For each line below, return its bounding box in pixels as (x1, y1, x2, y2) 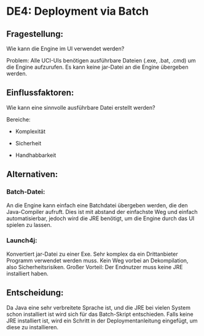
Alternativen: (6, 169, 58, 180)
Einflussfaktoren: (6, 88, 74, 98)
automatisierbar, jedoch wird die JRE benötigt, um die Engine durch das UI (6, 215, 195, 222)
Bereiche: (6, 115, 31, 123)
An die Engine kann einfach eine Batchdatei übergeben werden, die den (6, 201, 189, 209)
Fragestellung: (6, 29, 63, 39)
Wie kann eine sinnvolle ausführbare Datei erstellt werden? (6, 104, 155, 111)
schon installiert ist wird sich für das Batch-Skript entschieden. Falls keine (6, 310, 194, 318)
